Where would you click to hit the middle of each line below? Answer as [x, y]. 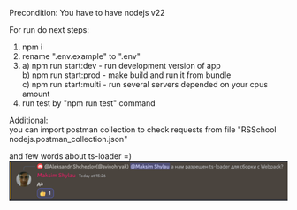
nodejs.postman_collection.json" [69, 139]
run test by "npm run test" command [89, 103]
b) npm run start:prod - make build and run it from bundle [126, 75]
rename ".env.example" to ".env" [81, 56]
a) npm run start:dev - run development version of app [121, 66]
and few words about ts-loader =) [71, 156]
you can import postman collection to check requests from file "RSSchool [143, 130]
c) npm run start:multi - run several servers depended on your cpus [145, 84]
